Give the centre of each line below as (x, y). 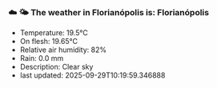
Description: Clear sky (56, 67)
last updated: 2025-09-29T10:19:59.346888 (92, 75)
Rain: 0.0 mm (42, 58)
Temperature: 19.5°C (54, 33)
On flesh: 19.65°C (49, 42)
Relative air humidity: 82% (63, 50)
